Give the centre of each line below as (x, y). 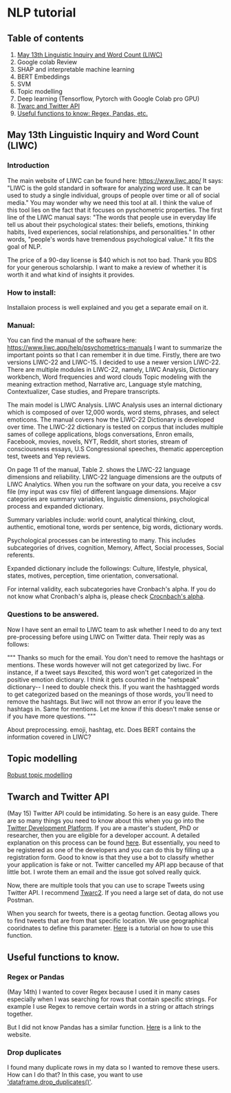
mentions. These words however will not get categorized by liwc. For (104, 664)
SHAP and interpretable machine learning (76, 69)
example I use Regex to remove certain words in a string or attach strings (111, 1006)
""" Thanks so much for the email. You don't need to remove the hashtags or (115, 658)
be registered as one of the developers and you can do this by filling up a (111, 850)
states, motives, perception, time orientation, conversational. (93, 576)
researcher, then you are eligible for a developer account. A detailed (103, 836)
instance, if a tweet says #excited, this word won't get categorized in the (110, 672)
